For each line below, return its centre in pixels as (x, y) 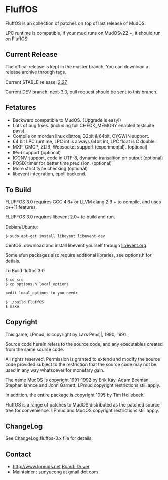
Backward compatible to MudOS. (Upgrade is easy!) (67, 120)
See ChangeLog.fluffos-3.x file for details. (49, 438)
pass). (19, 131)
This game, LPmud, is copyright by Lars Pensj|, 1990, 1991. (66, 334)
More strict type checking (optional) (50, 168)
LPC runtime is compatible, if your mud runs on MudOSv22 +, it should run (83, 33)
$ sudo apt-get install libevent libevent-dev (55, 236)
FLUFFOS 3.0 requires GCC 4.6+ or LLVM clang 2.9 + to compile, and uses (83, 202)
